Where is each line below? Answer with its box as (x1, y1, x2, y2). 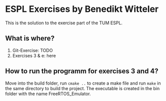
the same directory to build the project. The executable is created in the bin (5, 85, 160, 91)
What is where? (5, 34, 55, 43)
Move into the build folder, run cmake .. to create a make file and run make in (5, 80, 161, 86)
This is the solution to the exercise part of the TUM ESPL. (5, 20, 123, 26)
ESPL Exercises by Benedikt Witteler (5, 3, 159, 15)
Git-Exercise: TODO (12, 47, 53, 53)
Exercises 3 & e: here (12, 52, 56, 58)
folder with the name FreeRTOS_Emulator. (5, 91, 91, 97)
